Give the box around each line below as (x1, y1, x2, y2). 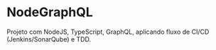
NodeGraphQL (6, 4, 93, 20)
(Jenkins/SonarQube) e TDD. (6, 35, 92, 43)
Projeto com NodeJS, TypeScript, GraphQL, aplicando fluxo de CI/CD (6, 27, 210, 36)
